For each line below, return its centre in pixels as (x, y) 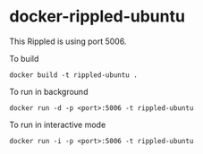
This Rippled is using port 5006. (68, 41)
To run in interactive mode (58, 124)
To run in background (49, 91)
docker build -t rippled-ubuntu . (74, 75)
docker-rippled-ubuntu (97, 17)
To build (24, 58)
